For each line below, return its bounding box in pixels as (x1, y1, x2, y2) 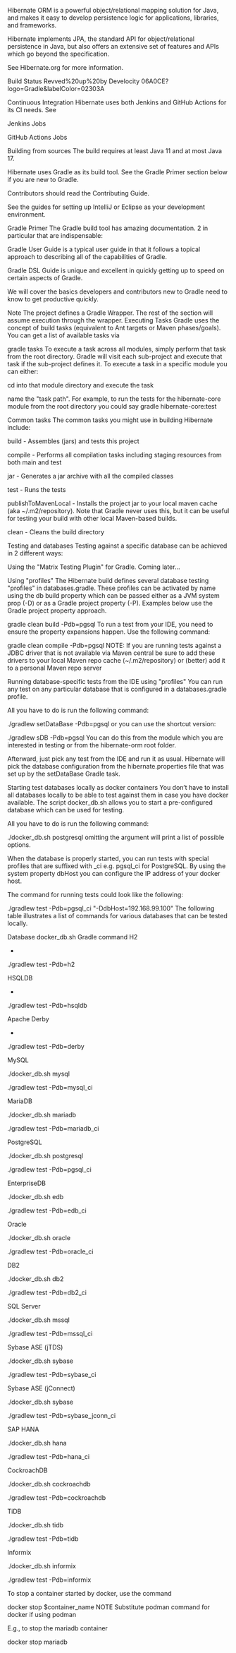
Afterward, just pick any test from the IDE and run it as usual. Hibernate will (7, 755, 225, 763)
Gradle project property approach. (7, 606, 107, 615)
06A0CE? (141, 77, 169, 85)
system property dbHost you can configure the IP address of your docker (7, 870, 221, 877)
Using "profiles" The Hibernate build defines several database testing (7, 577, 209, 584)
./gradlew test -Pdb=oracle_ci (7, 1247, 94, 1256)
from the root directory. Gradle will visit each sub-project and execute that (7, 352, 223, 361)
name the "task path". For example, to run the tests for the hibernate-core (7, 395, 221, 403)
